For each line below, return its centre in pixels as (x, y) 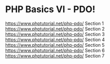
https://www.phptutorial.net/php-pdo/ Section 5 (55, 45)
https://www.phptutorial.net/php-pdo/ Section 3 (55, 34)
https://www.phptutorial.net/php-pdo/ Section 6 (55, 50)
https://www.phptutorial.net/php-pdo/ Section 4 (55, 40)
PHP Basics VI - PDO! (50, 9)
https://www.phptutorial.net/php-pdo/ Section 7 (55, 56)
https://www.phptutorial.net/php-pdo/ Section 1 (54, 23)
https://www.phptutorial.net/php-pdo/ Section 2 (55, 28)
